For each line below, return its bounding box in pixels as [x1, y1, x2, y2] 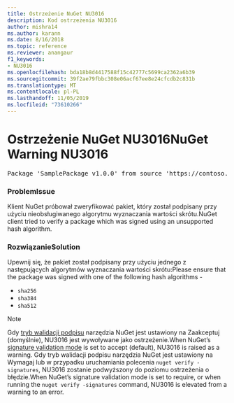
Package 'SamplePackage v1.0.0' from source [7, 169, 163, 177]
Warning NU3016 [7, 146, 109, 162]
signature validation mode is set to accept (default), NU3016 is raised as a [7, 344, 220, 352]
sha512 [17, 302, 37, 310]
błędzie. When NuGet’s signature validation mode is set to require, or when [7, 373, 221, 381]
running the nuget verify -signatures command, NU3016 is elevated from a [7, 381, 227, 389]
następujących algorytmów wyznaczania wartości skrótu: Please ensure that [7, 265, 226, 274]
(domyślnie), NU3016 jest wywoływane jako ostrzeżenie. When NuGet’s [7, 336, 211, 344]
